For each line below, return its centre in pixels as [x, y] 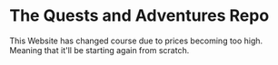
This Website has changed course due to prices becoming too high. [136, 41]
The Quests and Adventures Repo [139, 16]
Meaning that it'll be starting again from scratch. [99, 50]
